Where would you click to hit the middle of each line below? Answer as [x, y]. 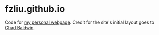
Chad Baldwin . [20, 27]
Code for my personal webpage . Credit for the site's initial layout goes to [80, 22]
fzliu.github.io [35, 9]
